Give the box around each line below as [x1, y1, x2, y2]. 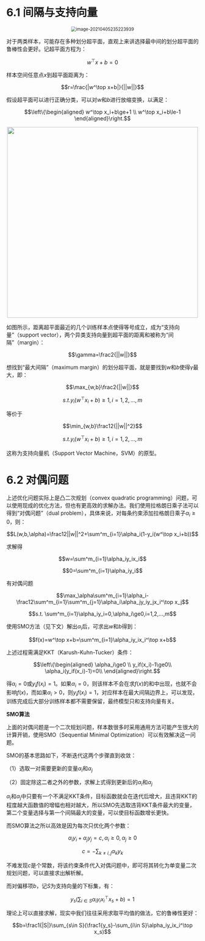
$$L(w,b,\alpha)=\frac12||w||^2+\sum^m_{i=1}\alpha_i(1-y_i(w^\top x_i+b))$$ [6, 531, 199, 538]
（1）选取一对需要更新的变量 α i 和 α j [6, 765, 93, 773]
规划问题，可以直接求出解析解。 [6, 869, 87, 876]
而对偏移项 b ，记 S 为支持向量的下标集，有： [6, 882, 115, 889]
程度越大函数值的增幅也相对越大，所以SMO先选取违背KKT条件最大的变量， [6, 801, 195, 809]
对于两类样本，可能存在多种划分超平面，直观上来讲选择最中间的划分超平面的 [6, 37, 199, 45]
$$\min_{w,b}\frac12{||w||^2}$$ [62, 423, 143, 430]
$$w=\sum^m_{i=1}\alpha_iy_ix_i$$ [58, 555, 147, 562]
